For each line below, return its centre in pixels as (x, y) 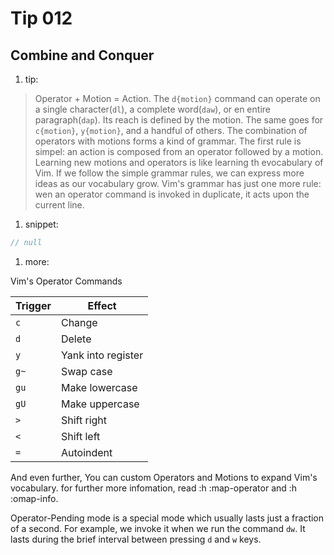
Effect (102, 305)
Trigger (33, 305)
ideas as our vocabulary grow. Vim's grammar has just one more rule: (178, 183)
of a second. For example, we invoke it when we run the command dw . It (158, 528)
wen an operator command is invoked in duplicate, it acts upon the (172, 194)
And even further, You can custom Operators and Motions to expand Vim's (164, 477)
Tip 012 (41, 18)
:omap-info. (34, 498)
